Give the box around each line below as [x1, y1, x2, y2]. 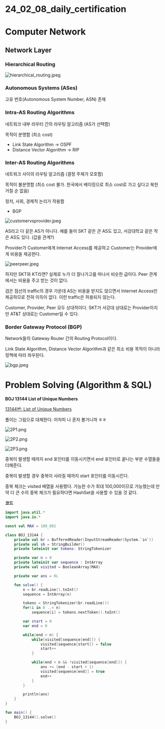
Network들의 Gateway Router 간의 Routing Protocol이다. [5, 335, 118, 341]
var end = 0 [23, 623, 48, 628]
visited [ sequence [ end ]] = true [40, 669, 105, 674]
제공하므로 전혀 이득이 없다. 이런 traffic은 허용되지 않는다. [5, 294, 116, 300]
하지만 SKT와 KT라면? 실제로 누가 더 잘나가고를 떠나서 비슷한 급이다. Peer [5, 271, 148, 277]
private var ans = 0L [14, 573, 58, 579]
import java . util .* [5, 510, 45, 515]
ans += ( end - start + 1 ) [40, 664, 94, 669]
